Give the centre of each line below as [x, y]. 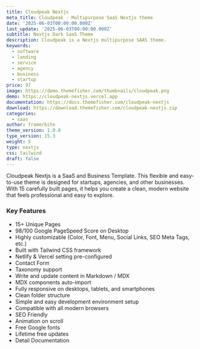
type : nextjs [23, 147]
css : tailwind [24, 153]
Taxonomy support [38, 269]
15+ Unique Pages [38, 224]
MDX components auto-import [53, 282]
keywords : [19, 46]
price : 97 [19, 86]
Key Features [26, 211]
